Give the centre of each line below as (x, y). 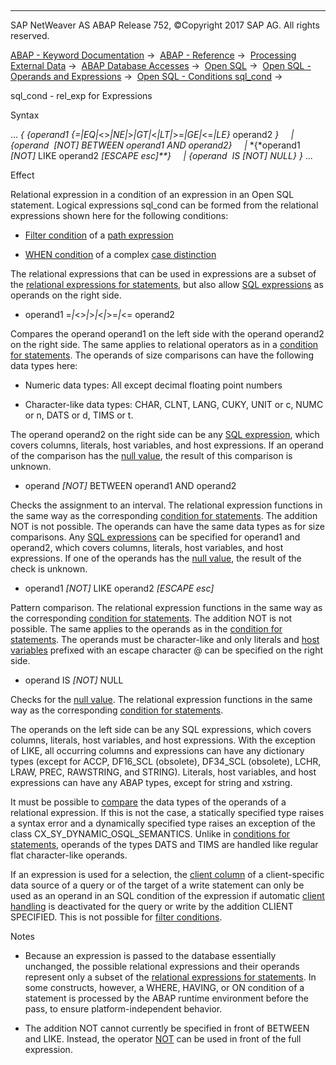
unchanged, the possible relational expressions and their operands (162, 966)
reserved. (30, 35)
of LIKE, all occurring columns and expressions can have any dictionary (157, 750)
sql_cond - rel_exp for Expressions (81, 95)
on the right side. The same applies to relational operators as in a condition (164, 344)
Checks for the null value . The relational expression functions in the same (161, 699)
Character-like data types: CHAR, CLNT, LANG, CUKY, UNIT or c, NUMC (174, 404)
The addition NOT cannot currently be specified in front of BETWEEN (167, 1028)
